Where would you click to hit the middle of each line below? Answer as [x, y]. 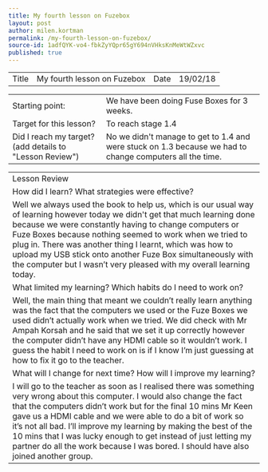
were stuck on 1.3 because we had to [176, 147]
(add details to [39, 147]
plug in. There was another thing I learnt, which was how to [123, 244]
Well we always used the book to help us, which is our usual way [133, 204]
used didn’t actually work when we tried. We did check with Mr [130, 320]
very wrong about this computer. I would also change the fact [127, 396]
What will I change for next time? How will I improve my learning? [134, 373]
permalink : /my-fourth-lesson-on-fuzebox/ [80, 38]
